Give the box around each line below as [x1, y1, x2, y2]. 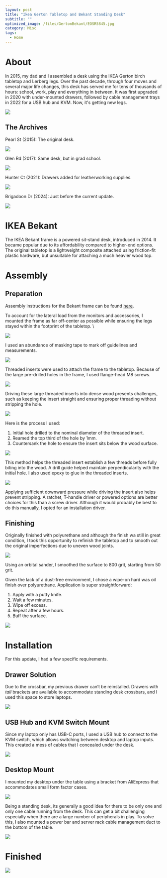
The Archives [5, 123, 48, 132]
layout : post [5, 7, 32, 12]
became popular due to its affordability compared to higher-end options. [5, 242, 154, 248]
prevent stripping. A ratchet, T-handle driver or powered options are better [5, 494, 158, 500]
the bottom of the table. [5, 824, 54, 830]
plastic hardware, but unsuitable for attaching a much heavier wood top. [5, 252, 153, 258]
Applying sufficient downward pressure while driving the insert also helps [5, 489, 156, 495]
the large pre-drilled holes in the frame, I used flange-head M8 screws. [5, 371, 151, 377]
